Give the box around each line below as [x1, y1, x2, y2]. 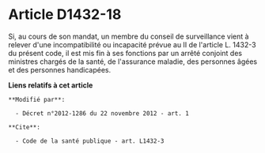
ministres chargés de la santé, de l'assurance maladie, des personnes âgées [8, 57, 258, 66]
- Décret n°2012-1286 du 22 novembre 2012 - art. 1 [15, 109, 190, 118]
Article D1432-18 [8, 6, 122, 24]
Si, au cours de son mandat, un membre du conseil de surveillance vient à [8, 32, 249, 41]
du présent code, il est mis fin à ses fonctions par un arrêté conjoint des [8, 48, 243, 58]
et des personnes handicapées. [8, 65, 112, 74]
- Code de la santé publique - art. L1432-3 [15, 136, 165, 145]
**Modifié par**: [8, 95, 66, 103]
